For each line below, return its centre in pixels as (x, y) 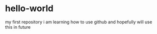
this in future (18, 27)
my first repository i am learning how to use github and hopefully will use (79, 22)
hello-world (29, 8)
